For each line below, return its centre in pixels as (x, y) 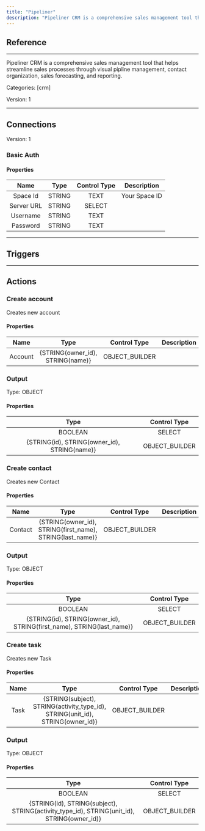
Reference (27, 42)
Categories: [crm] (28, 88)
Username (26, 216)
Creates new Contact (33, 481)
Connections (31, 124)
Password (26, 225)
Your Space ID (142, 196)
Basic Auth (23, 155)
